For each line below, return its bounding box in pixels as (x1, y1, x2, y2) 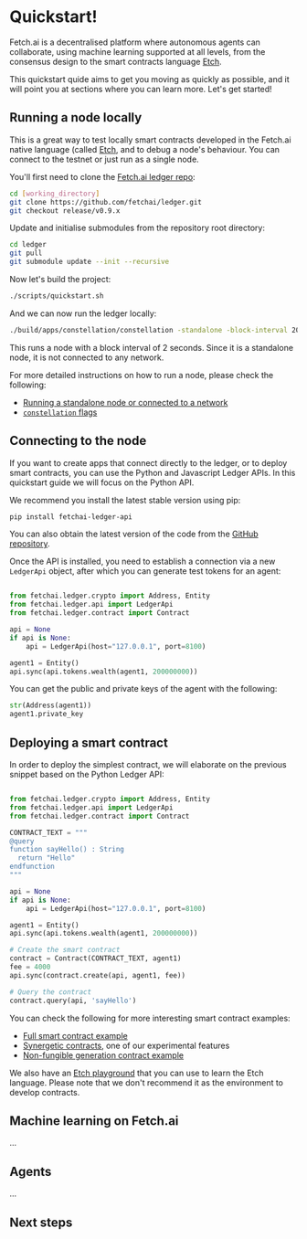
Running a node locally (9, 110, 143, 125)
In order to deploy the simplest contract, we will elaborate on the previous (9, 759, 288, 769)
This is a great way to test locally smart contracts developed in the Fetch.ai (9, 134, 291, 145)
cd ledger (9, 240, 48, 249)
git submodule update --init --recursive (9, 258, 170, 267)
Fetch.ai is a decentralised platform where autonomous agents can (9, 37, 260, 48)
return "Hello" (17, 853, 76, 863)
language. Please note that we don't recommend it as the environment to (9, 1076, 284, 1088)
